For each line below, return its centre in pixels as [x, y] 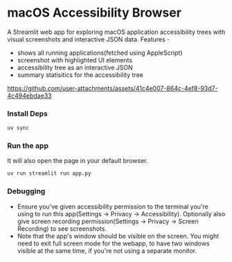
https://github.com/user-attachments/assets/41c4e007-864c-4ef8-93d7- [113, 88]
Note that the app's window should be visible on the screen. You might [118, 236]
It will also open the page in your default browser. [78, 161]
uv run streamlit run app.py [49, 174]
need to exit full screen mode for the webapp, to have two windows [113, 243]
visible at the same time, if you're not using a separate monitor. [107, 250]
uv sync [18, 128]
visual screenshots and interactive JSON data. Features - [89, 39]
